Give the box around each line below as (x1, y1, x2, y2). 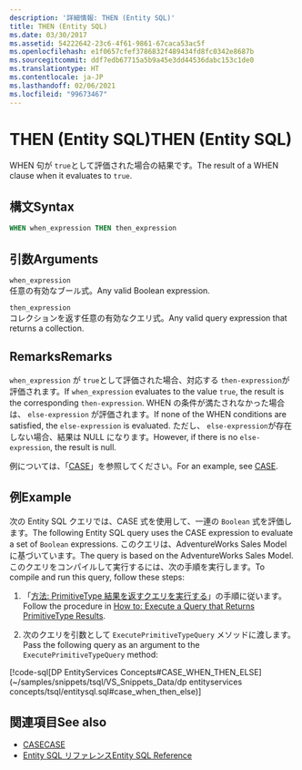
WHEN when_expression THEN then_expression (9, 224, 177, 233)
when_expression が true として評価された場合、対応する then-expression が (9, 375, 290, 385)
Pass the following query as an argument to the (22, 639, 200, 650)
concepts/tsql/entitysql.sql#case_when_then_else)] (9, 685, 202, 697)
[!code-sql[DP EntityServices (9, 666, 118, 677)
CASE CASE (22, 739, 65, 750)
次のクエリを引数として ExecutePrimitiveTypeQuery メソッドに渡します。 (22, 629, 296, 640)
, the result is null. (49, 441, 116, 452)
